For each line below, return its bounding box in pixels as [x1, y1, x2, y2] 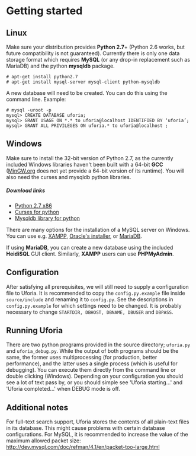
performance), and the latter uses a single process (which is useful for [6, 360, 178, 367]
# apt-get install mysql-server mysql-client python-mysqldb [6, 79, 160, 85]
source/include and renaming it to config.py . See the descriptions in [6, 295, 173, 303]
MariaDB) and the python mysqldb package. [6, 62, 115, 69]
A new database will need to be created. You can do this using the [6, 90, 168, 96]
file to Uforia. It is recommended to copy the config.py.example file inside [6, 289, 185, 296]
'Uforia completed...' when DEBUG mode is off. [6, 385, 120, 393]
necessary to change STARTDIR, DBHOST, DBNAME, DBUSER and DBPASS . [6, 308, 173, 315]
